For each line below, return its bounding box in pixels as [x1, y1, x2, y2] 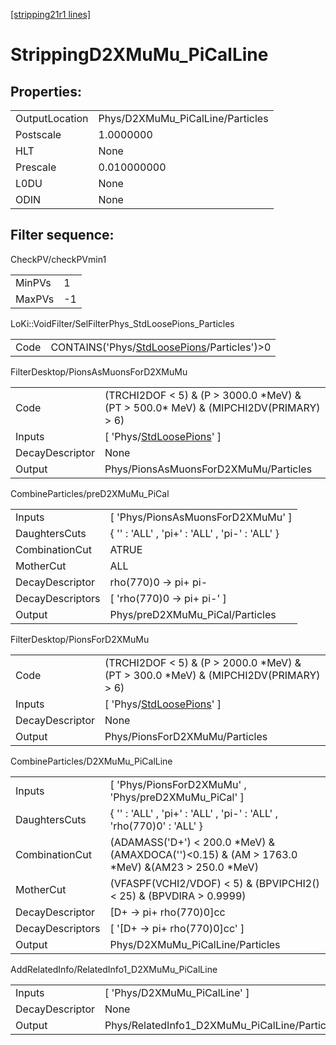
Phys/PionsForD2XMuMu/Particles [104, 729, 268, 743]
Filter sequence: [10, 227, 115, 244]
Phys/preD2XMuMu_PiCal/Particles [109, 607, 277, 621]
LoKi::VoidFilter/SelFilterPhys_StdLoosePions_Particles [10, 317, 235, 329]
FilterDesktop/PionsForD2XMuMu [10, 633, 150, 645]
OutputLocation [15, 112, 89, 125]
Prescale [15, 160, 57, 174]
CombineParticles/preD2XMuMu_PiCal [10, 487, 170, 499]
